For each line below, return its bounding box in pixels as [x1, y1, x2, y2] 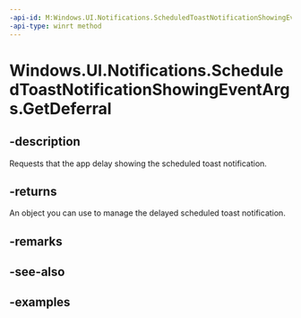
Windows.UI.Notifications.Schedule [9, 60, 284, 81]
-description [9, 134, 81, 149]
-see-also [9, 264, 65, 279]
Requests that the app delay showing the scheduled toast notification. [9, 158, 267, 169]
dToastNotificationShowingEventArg [9, 79, 290, 100]
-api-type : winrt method [9, 22, 102, 31]
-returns [9, 183, 57, 199]
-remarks [9, 234, 63, 249]
